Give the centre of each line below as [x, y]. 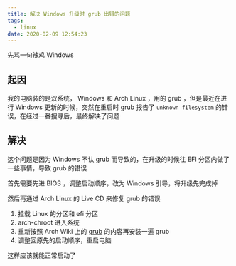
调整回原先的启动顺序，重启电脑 [64, 240]
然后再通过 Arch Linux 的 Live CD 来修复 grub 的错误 [84, 198]
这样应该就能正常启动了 [42, 255]
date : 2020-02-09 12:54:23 [47, 34]
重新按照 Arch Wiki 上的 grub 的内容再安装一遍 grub [93, 231]
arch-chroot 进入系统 [49, 222]
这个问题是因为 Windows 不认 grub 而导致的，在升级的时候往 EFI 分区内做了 [118, 159]
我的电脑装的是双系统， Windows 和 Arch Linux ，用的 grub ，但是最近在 [114, 98]
